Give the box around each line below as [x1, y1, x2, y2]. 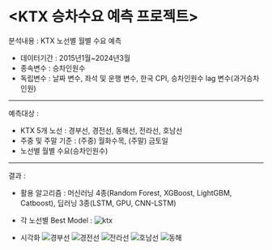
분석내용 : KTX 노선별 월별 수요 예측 [8, 36, 122, 45]
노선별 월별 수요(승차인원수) [19, 145, 108, 155]
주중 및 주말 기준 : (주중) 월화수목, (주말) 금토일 [19, 136, 168, 145]
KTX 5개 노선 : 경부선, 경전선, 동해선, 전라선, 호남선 [19, 125, 183, 135]
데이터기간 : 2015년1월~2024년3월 [19, 53, 131, 62]
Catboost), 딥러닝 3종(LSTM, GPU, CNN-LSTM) [19, 198, 176, 208]
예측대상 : [8, 108, 39, 118]
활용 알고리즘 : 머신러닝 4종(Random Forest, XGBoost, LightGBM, [19, 187, 232, 197]
